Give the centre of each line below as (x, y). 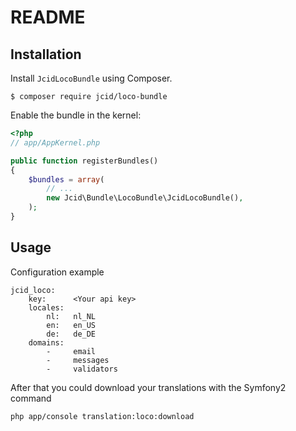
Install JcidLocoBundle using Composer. (91, 78)
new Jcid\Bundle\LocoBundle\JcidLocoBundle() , (145, 198)
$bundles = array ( (66, 179)
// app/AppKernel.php (55, 142)
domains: (46, 342)
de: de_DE (71, 334)
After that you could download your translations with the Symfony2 (148, 387)
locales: (46, 307)
